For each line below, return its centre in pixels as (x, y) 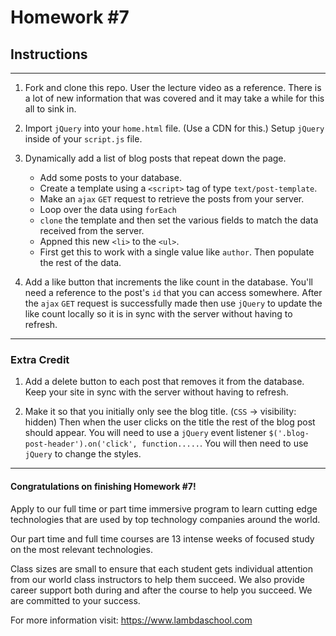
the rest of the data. (80, 262)
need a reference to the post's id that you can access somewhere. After (173, 292)
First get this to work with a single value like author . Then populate (177, 252)
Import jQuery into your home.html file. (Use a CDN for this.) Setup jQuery (174, 128)
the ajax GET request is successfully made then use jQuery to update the (173, 303)
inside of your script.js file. (83, 139)
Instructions (49, 54)
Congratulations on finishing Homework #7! (103, 486)
